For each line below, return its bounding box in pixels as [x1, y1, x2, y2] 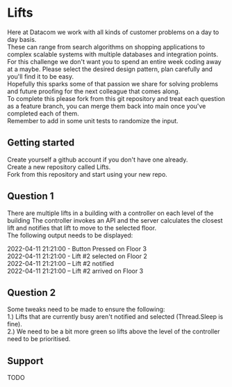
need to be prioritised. [7, 335, 71, 343]
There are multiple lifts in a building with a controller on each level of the [7, 209, 214, 217]
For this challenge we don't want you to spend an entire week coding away [7, 57, 222, 65]
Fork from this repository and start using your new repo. [7, 170, 168, 178]
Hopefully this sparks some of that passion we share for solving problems [7, 79, 219, 88]
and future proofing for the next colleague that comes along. [7, 87, 181, 95]
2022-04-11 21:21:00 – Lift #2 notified [7, 259, 115, 267]
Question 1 [7, 190, 54, 203]
